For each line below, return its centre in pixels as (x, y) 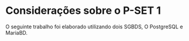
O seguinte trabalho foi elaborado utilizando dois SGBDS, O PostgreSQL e (94, 27)
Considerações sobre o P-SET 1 (83, 11)
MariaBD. (16, 32)
